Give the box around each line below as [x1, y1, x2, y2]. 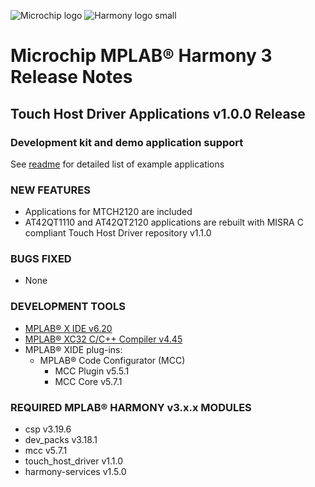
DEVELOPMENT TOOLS [10, 300, 126, 314]
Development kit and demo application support [10, 135, 244, 149]
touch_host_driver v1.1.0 [24, 455, 123, 467]
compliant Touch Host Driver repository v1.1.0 [24, 227, 212, 239]
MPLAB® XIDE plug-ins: [24, 343, 123, 355]
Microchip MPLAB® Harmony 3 [10, 45, 273, 67]
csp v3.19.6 [24, 423, 72, 435]
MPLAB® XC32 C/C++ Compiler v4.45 [24, 333, 183, 345]
